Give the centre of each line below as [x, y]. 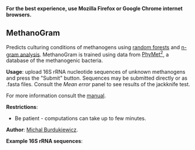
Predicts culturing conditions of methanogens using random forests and [93, 47]
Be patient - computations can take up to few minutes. [80, 118]
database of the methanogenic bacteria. [55, 60]
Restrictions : [22, 107]
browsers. [19, 15]
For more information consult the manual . [56, 96]
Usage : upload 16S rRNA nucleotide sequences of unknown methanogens [96, 72]
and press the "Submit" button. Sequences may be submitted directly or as [97, 78]
